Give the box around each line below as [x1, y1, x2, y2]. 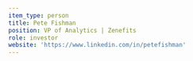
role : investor [8, 33, 59, 42]
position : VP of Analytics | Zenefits [8, 26, 137, 34]
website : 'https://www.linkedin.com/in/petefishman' [8, 41, 187, 49]
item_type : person [8, 11, 69, 20]
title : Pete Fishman [8, 19, 77, 27]
